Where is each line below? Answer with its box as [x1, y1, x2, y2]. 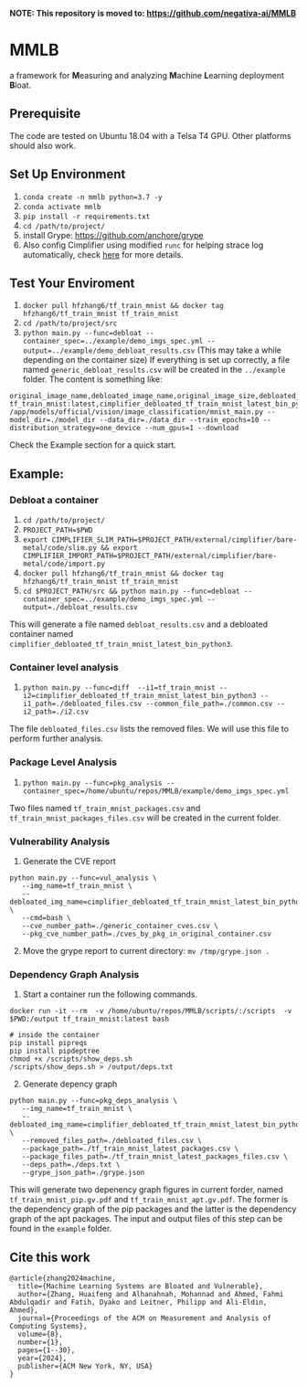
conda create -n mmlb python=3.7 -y [22, 192, 163, 202]
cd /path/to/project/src [22, 319, 118, 328]
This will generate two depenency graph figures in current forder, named [9, 1184, 283, 1195]
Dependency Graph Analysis [9, 968, 140, 980]
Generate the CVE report [22, 855, 116, 866]
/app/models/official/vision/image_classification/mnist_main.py [9, 408, 263, 417]
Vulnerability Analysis [9, 835, 111, 848]
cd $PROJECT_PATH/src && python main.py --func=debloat [22, 587, 240, 597]
